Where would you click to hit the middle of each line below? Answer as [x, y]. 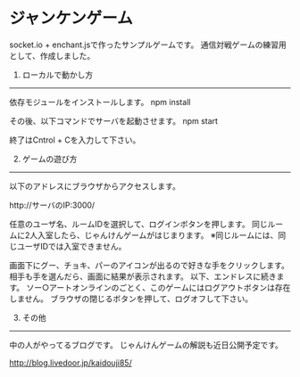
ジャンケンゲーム [71, 18]
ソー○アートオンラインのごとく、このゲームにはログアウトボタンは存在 [158, 287]
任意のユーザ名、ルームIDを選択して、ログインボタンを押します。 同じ [138, 224]
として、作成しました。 [52, 55]
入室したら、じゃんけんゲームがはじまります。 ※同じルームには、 [158, 235]
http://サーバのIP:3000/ [52, 205]
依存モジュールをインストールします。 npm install [100, 102]
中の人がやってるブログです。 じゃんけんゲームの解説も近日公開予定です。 [146, 345]
